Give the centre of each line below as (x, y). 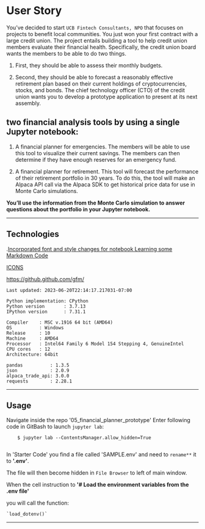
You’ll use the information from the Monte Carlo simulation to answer (95, 203)
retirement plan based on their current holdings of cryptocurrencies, (101, 84)
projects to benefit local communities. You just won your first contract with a (102, 34)
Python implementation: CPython (47, 301)
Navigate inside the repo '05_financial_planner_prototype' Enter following (99, 420)
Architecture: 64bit (33, 354)
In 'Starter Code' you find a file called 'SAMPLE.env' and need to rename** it (101, 454)
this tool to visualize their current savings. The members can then (97, 153)
